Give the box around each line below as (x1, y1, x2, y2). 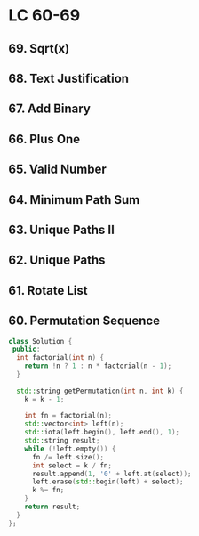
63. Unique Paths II (8, 222, 115, 237)
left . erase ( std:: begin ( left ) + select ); (31, 477, 184, 486)
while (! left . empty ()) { (24, 444, 116, 453)
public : (12, 345, 41, 354)
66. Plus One (8, 131, 81, 147)
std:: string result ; (24, 436, 100, 445)
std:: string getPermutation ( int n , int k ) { (16, 386, 184, 395)
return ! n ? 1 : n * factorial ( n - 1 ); (24, 361, 172, 370)
